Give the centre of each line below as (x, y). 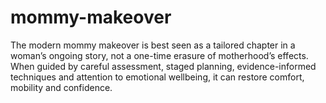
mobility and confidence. (61, 87)
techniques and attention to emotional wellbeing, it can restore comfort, (157, 77)
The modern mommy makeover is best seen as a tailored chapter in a (153, 45)
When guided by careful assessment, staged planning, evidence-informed (163, 66)
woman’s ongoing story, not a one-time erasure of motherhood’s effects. (159, 55)
